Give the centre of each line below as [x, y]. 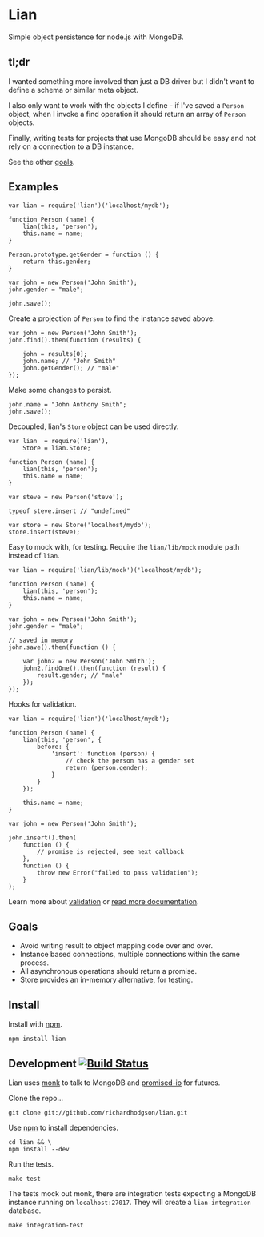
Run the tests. [31, 1164]
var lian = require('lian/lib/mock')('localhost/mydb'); [105, 570]
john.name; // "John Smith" [69, 361]
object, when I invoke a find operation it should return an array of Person [127, 114]
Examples [33, 187]
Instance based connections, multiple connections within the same [130, 955]
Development [43, 1063]
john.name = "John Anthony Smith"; [68, 404]
